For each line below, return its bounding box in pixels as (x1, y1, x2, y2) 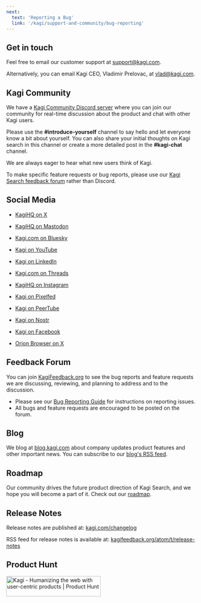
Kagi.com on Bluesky (14, 234, 68, 242)
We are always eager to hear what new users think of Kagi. (6, 160, 153, 166)
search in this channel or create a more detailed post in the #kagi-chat (6, 141, 182, 148)
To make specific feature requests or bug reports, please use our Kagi (6, 171, 181, 178)
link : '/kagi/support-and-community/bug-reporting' (11, 20, 145, 26)
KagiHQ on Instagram (14, 281, 69, 288)
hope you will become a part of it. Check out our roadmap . (6, 491, 152, 498)
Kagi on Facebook (14, 327, 60, 335)
